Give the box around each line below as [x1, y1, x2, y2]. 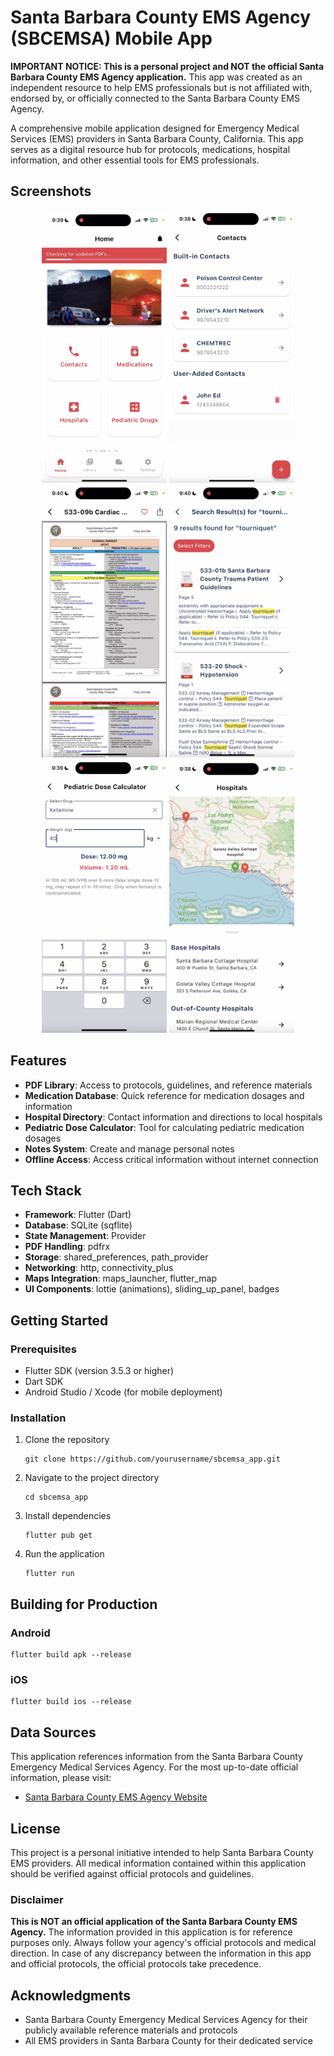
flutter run [24, 1569, 75, 1579]
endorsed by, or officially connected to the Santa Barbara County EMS [10, 92, 300, 104]
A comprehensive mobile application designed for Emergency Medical [10, 122, 300, 134]
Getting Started [10, 1312, 109, 1329]
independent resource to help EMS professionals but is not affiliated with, [10, 81, 313, 93]
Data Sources [10, 1724, 97, 1741]
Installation [10, 1411, 67, 1425]
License [10, 1820, 61, 1837]
